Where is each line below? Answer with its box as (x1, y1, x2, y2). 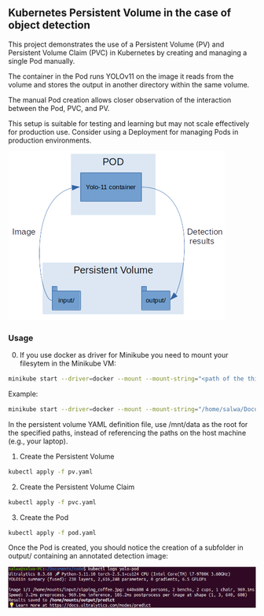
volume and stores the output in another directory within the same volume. (8, 80, 250, 89)
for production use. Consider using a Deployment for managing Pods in (8, 127, 239, 136)
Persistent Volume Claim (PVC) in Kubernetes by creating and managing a (8, 47, 247, 58)
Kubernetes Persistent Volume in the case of (8, 6, 232, 20)
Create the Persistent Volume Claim (19, 482, 135, 492)
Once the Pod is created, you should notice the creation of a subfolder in (8, 543, 244, 552)
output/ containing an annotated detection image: (8, 551, 169, 561)
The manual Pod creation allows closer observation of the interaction (8, 95, 232, 105)
